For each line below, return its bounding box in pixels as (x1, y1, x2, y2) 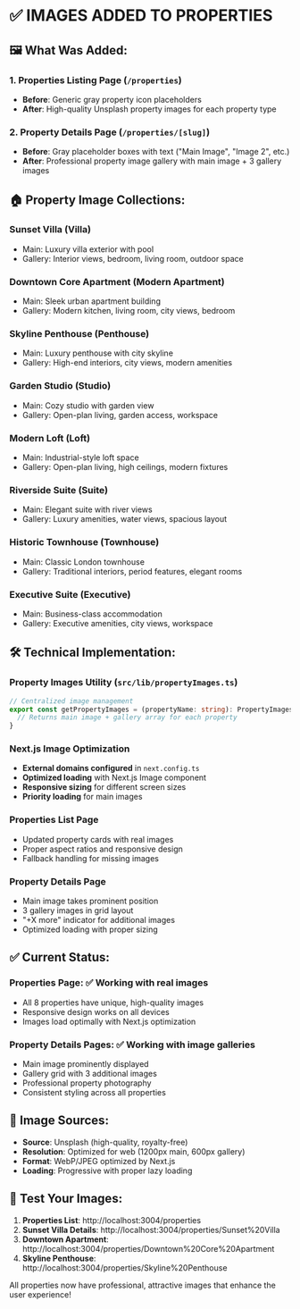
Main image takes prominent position (21, 895, 159, 907)
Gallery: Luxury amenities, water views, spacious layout (21, 514, 228, 524)
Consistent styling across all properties (21, 1087, 167, 1097)
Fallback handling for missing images (21, 852, 159, 863)
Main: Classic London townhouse (21, 556, 146, 567)
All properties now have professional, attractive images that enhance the (9, 1280, 277, 1290)
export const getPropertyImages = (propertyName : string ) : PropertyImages (9, 705, 294, 714)
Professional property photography (21, 1078, 152, 1088)
